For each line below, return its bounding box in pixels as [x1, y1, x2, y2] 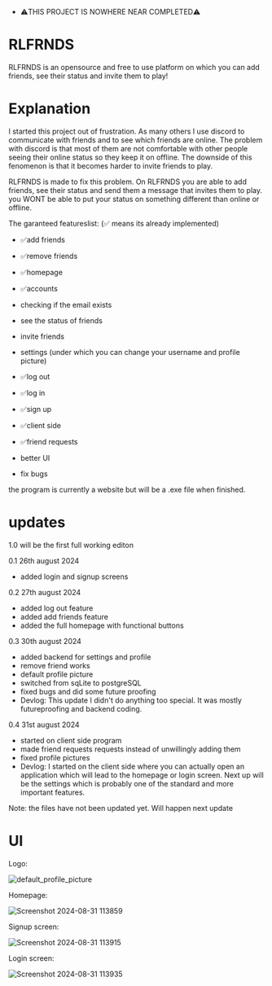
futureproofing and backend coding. [20, 703, 143, 713]
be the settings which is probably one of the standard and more [20, 778, 235, 788]
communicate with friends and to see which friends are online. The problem [8, 134, 263, 145]
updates [8, 513, 66, 532]
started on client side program [20, 735, 122, 745]
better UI [20, 453, 50, 462]
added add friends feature [20, 611, 108, 621]
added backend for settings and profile [20, 651, 151, 662]
